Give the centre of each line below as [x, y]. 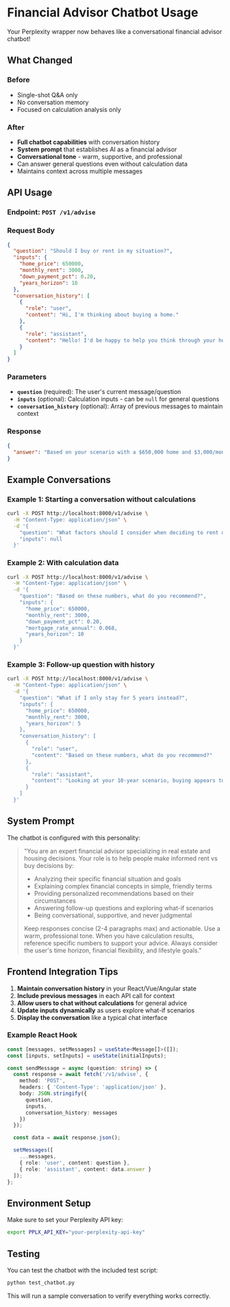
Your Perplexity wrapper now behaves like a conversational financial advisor [115, 32]
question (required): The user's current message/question [99, 392]
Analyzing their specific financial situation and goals [107, 879]
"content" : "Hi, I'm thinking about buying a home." [102, 315]
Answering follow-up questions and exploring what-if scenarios [124, 908]
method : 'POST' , [43, 1081]
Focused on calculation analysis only [69, 109]
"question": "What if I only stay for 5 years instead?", [104, 698]
